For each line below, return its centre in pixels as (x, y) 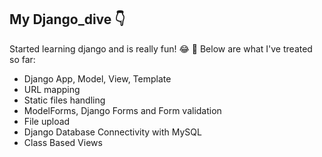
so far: (22, 59)
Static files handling (64, 100)
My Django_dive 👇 (67, 19)
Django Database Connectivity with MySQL (112, 132)
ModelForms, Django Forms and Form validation (122, 110)
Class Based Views (63, 142)
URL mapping (52, 89)
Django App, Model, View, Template (97, 78)
